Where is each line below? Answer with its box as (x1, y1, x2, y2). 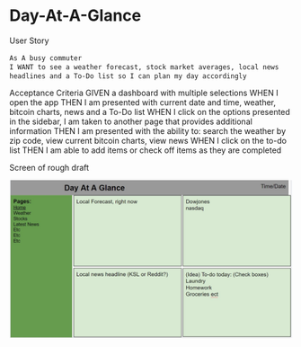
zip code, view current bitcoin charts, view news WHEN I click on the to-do (9, 135, 288, 146)
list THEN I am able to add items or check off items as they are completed (9, 145, 282, 156)
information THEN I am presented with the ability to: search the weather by (9, 125, 287, 136)
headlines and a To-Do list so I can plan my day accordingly (9, 71, 247, 81)
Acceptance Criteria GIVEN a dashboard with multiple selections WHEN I (9, 87, 279, 98)
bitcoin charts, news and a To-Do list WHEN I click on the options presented (9, 106, 290, 117)
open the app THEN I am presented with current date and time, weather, (9, 96, 277, 108)
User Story (9, 35, 49, 46)
